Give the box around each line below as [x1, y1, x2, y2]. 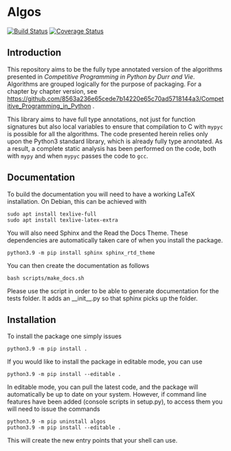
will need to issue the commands [7, 405, 100, 413]
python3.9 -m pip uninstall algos [7, 418, 107, 426]
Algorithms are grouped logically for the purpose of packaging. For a [7, 80, 201, 88]
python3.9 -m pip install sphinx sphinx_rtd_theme [7, 249, 155, 256]
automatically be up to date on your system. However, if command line [7, 390, 207, 399]
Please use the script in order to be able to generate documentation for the [7, 286, 219, 295]
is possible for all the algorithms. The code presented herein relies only [7, 129, 208, 138]
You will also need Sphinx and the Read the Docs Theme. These [7, 229, 188, 237]
